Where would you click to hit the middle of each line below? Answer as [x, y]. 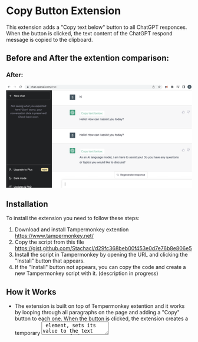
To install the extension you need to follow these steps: [73, 218]
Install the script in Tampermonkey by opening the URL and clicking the [101, 255]
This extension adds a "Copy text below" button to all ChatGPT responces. [97, 27]
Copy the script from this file [49, 242]
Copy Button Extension [64, 11]
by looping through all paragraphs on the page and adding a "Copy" [97, 313]
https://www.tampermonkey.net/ [54, 236]
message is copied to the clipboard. [49, 39]
